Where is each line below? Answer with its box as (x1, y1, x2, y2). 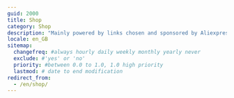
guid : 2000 (7, 10, 39, 17)
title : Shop (7, 17, 42, 23)
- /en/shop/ (13, 81, 49, 88)
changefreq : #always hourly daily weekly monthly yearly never (13, 49, 201, 56)
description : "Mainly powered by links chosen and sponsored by (7, 29, 198, 37)
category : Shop (7, 23, 52, 30)
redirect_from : (7, 74, 52, 81)
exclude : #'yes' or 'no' (13, 55, 86, 62)
